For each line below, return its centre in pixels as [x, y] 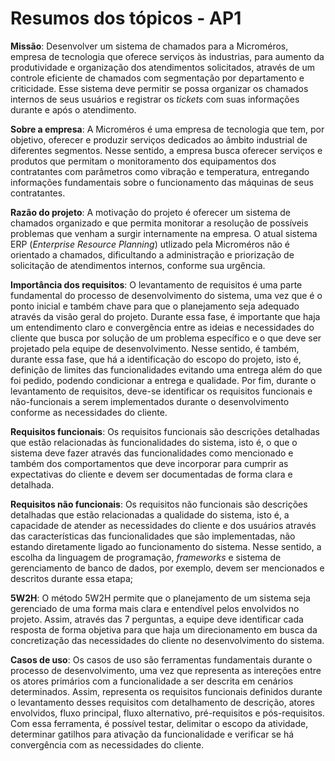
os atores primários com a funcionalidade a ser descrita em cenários [152, 681]
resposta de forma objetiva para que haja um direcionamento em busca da [164, 629]
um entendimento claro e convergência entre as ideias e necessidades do [162, 327]
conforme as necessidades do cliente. [89, 412]
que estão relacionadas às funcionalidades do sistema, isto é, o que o [154, 442]
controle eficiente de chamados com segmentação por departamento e [157, 78]
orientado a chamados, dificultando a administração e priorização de [152, 254]
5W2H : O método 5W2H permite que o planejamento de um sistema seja [160, 598]
